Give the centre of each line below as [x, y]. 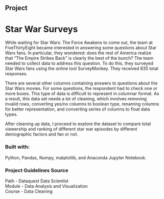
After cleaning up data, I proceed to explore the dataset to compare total [78, 124]
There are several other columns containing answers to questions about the [81, 83]
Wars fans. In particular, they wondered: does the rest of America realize [78, 53]
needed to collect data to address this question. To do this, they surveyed [79, 64]
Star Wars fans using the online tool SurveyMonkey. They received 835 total [82, 68]
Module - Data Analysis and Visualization [47, 186]
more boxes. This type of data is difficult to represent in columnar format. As [82, 94]
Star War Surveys [42, 29]
